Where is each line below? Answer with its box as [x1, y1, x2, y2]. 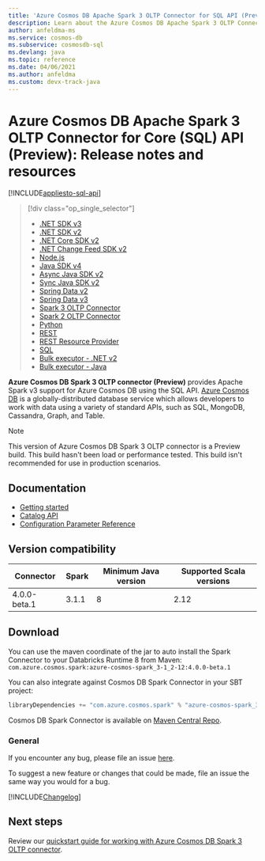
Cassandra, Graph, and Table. [8, 411, 105, 420]
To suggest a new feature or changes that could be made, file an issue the [8, 768, 250, 778]
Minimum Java [103, 566, 160, 577]
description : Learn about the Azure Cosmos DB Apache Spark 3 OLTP [8, 19, 235, 27]
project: [8, 685, 34, 695]
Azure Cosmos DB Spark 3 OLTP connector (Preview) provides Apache [8, 377, 243, 387]
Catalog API [19, 511, 59, 521]
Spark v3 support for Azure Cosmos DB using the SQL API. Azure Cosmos [8, 385, 250, 396]
